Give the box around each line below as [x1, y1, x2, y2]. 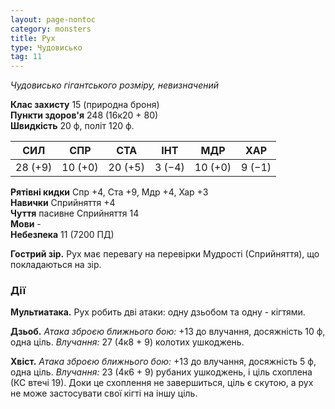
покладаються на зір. [10, 259, 102, 271]
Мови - [10, 218, 42, 230]
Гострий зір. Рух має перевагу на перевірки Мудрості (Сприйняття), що [10, 248, 320, 260]
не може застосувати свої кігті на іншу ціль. [10, 387, 198, 400]
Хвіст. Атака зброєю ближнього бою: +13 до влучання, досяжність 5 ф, [10, 356, 317, 368]
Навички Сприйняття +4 [10, 197, 116, 209]
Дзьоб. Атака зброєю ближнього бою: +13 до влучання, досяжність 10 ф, [10, 326, 326, 338]
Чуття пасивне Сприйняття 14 [10, 207, 140, 220]
